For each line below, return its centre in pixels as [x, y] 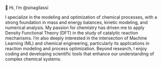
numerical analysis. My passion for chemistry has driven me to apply [75, 28]
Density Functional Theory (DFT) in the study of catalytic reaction [72, 33]
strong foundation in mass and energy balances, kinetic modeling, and [76, 22]
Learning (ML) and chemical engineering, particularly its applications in [77, 43]
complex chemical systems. [33, 59]
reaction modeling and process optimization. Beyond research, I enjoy [76, 49]
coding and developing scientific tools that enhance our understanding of [80, 54]
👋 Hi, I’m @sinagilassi [27, 8]
